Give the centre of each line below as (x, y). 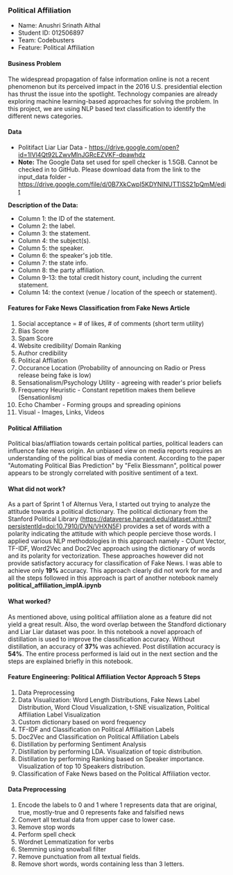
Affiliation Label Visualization (59, 715)
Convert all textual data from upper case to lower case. (96, 819)
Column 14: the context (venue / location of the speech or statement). (117, 292)
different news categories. (45, 116)
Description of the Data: (43, 205)
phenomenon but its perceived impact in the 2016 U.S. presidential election (115, 86)
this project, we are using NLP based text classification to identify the (107, 108)
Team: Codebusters (46, 40)
